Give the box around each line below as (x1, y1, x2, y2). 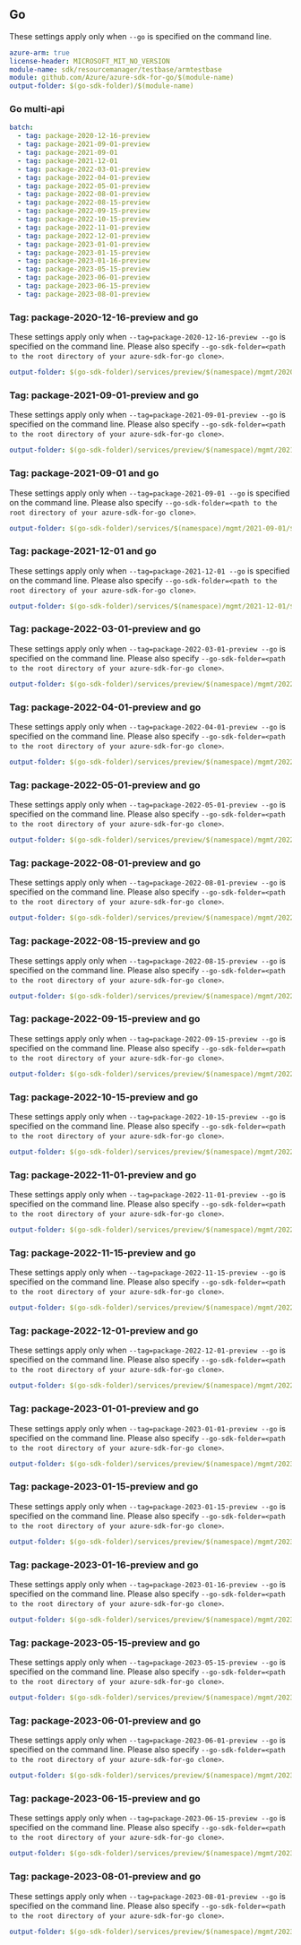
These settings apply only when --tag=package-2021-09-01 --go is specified (9, 488, 290, 498)
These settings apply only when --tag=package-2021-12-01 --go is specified (9, 565, 290, 576)
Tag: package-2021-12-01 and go (9, 545, 157, 558)
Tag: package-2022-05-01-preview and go (9, 779, 201, 791)
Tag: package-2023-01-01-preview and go (9, 1403, 199, 1415)
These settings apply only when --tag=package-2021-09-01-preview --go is (9, 410, 287, 420)
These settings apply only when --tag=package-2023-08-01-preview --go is (9, 1890, 287, 1901)
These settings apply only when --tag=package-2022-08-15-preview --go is (9, 955, 287, 966)
